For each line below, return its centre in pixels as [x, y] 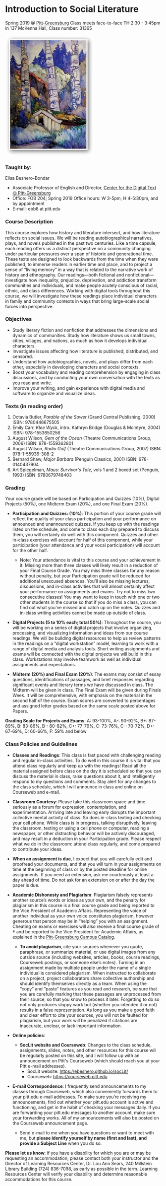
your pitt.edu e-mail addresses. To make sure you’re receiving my [79, 1097]
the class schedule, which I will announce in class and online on [77, 787]
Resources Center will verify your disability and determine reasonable [76, 1174]
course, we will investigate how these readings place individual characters [81, 296]
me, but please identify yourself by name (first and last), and [83, 1138]
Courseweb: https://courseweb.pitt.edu [67, 1076]
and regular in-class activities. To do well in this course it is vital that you [86, 760]
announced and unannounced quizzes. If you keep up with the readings [86, 524]
